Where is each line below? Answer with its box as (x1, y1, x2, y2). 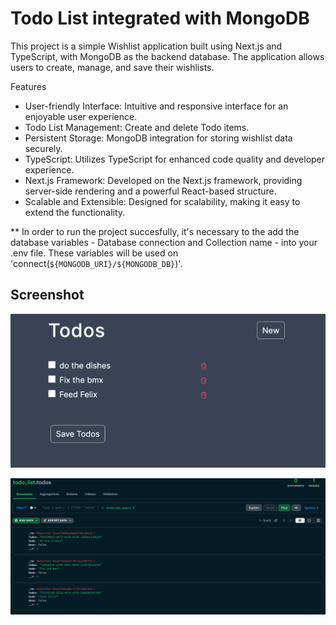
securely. (24, 142, 63, 154)
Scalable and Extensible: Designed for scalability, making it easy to (24, 195, 301, 207)
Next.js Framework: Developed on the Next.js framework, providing (24, 174, 303, 186)
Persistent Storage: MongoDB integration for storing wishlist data (24, 132, 293, 144)
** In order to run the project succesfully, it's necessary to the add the (10, 225, 300, 237)
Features (10, 80, 47, 92)
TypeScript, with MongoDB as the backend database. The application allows (10, 50, 325, 62)
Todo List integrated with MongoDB (10, 7, 310, 30)
